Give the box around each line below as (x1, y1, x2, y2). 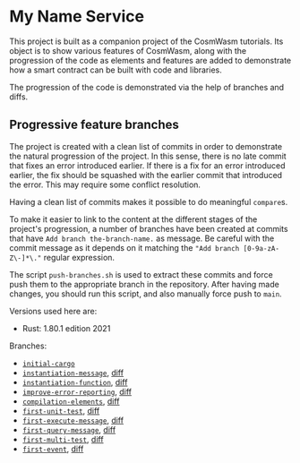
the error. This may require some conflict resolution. (9, 179, 201, 190)
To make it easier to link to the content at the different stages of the (9, 213, 258, 225)
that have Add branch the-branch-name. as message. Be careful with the (9, 233, 275, 244)
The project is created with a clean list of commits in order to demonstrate (9, 141, 283, 151)
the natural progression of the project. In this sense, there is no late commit (9, 150, 287, 161)
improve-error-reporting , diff (21, 386, 133, 397)
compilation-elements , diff (21, 396, 120, 407)
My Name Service (9, 6, 145, 27)
